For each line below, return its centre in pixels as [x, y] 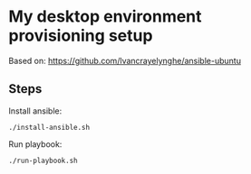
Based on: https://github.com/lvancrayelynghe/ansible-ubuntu [125, 60]
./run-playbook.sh [43, 160]
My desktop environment [105, 17]
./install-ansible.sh [49, 127]
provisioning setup [81, 36]
